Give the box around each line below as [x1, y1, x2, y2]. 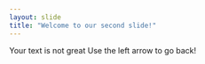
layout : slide [9, 12, 62, 22]
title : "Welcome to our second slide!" [9, 21, 157, 30]
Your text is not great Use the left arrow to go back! [9, 45, 197, 55]
